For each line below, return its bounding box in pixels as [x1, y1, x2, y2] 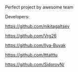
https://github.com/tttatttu [5, 52, 58, 58]
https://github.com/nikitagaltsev [5, 23, 70, 29]
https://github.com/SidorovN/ [5, 62, 65, 67]
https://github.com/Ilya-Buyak [5, 42, 66, 48]
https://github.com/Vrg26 [5, 33, 57, 38]
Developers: [5, 14, 29, 19]
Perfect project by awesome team [5, 4, 74, 10]
